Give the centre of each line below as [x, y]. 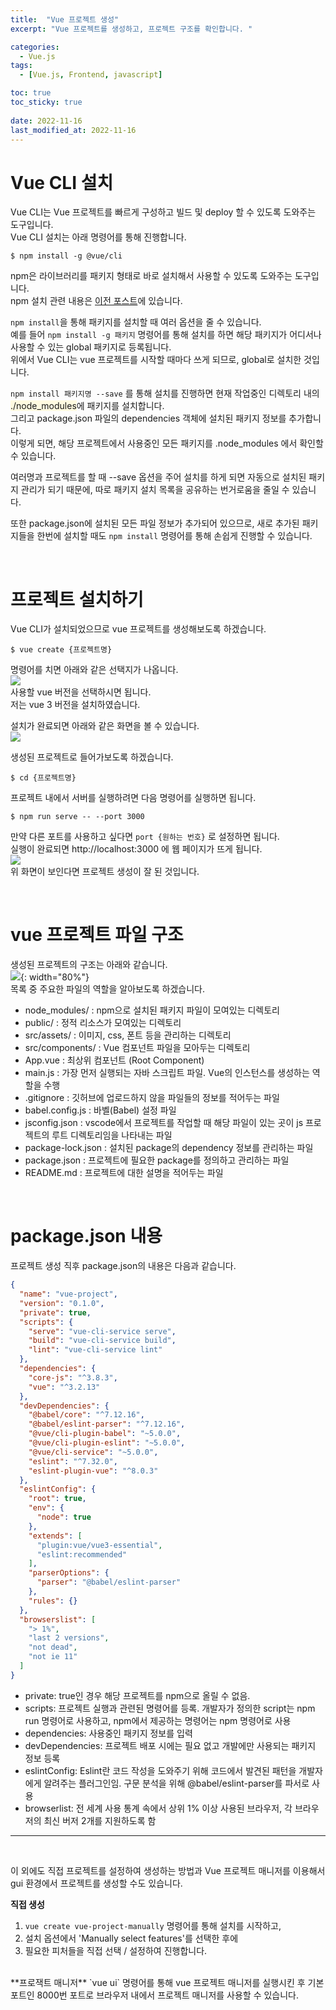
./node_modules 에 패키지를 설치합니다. [87, 406]
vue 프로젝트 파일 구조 [97, 935]
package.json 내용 [86, 1236]
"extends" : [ [55, 1536]
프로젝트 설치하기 [77, 599]
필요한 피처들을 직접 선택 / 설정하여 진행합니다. [116, 1950]
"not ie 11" [53, 1657]
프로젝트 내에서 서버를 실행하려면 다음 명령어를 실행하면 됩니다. [133, 798]
